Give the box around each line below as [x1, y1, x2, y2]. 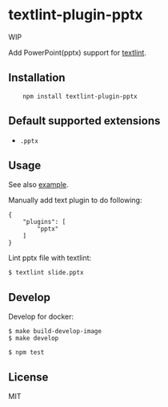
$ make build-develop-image [8, 328, 102, 336]
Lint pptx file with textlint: [8, 253, 92, 263]
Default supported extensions [8, 114, 161, 128]
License [8, 370, 49, 384]
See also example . [8, 180, 70, 189]
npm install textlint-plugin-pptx [22, 92, 138, 100]
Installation [8, 71, 66, 85]
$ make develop [8, 335, 59, 343]
